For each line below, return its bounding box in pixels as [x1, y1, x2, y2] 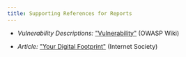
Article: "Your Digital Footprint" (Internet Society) [17, 42, 158, 50]
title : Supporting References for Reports [7, 10, 132, 17]
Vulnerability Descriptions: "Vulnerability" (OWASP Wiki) [17, 29, 180, 37]
